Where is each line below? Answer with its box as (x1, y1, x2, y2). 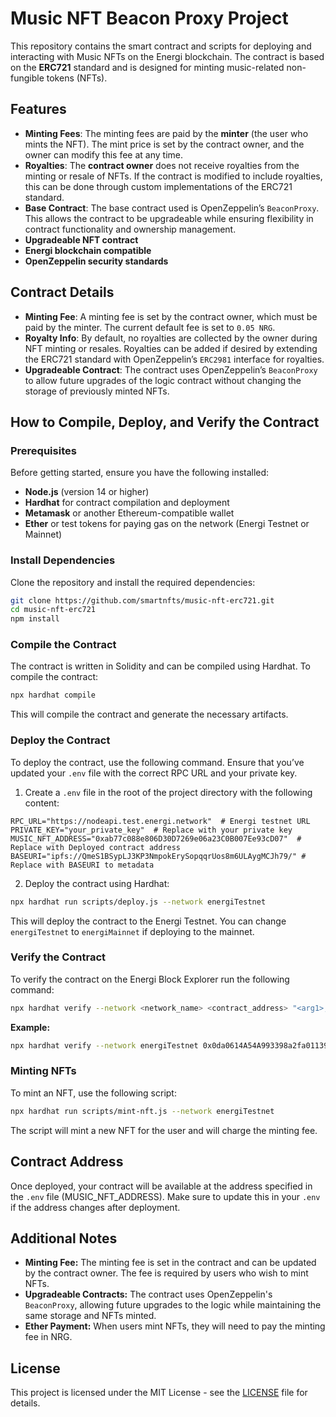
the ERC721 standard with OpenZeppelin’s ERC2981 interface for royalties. (24, 353, 325, 365)
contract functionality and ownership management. (24, 223, 237, 235)
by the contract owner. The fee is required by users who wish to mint (24, 1267, 309, 1279)
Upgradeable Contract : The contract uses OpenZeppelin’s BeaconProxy (24, 363, 318, 376)
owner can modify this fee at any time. (24, 148, 184, 161)
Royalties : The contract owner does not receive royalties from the (24, 159, 300, 171)
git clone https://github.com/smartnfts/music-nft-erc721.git (10, 595, 275, 606)
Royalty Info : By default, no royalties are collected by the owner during (24, 332, 318, 344)
